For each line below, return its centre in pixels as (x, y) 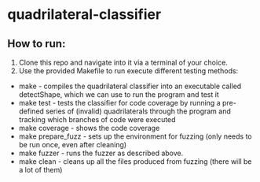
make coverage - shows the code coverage (89, 128)
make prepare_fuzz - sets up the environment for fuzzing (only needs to (135, 136)
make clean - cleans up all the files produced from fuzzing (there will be (135, 162)
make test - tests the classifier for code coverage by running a (119, 103)
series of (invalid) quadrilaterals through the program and (138, 111)
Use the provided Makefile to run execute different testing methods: (128, 71)
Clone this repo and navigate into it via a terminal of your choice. (123, 62)
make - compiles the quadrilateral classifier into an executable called (130, 86)
